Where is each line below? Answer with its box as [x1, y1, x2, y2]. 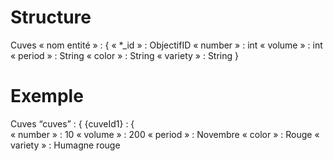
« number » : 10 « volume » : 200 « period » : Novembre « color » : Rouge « [10, 128, 320, 140]
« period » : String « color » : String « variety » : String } [10, 49, 240, 61]
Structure [10, 6, 92, 29]
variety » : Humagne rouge [10, 139, 121, 151]
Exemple [10, 85, 84, 108]
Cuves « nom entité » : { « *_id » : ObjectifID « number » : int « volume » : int [10, 39, 323, 51]
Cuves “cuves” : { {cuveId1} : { [10, 117, 135, 130]
